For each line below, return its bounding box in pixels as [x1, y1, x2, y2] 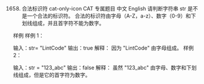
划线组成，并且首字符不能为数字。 [21, 20, 105, 26]
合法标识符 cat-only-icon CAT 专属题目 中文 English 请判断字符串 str [21, 5, 186, 12]
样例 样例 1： [13, 32, 44, 39]
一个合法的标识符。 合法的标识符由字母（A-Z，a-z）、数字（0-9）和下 [26, 12, 196, 19]
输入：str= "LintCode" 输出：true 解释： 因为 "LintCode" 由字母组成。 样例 [13, 44, 194, 51]
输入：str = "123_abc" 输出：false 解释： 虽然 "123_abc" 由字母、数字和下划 [13, 64, 197, 71]
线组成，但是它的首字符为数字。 [13, 72, 91, 78]
